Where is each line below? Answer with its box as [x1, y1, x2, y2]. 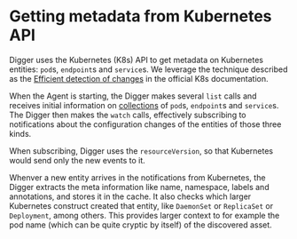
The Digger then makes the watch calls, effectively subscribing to [9, 109, 246, 120]
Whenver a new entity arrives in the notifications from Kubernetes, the [9, 171, 266, 183]
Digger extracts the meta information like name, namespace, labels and [9, 181, 270, 192]
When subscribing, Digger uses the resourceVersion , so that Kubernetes [9, 145, 273, 156]
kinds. [9, 128, 32, 139]
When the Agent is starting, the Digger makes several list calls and [9, 91, 257, 101]
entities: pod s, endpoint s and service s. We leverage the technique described [9, 64, 288, 75]
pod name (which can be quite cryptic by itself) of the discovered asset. [9, 219, 272, 230]
